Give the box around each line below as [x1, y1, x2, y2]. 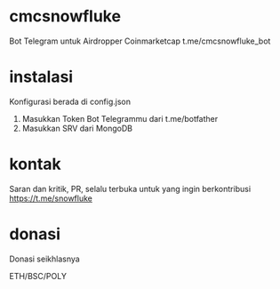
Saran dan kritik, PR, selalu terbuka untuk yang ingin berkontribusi [9, 183, 252, 194]
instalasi [9, 67, 74, 87]
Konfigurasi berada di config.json [9, 96, 132, 107]
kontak [9, 154, 62, 174]
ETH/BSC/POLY [9, 270, 67, 281]
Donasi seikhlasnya [9, 253, 80, 264]
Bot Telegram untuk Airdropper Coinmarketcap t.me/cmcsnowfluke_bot [9, 36, 271, 46]
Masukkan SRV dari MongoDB [21, 123, 133, 133]
